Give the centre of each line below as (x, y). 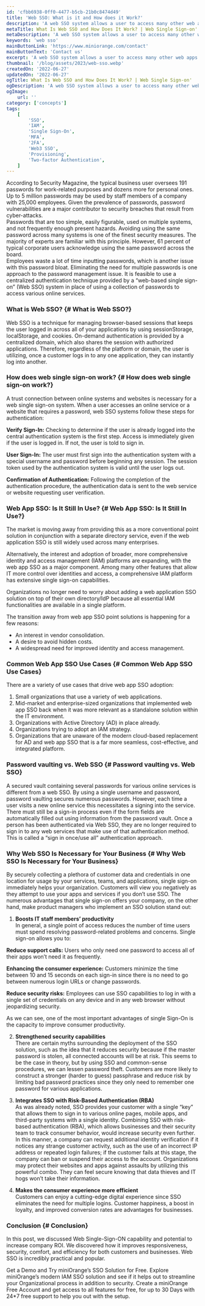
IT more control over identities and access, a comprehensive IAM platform (99, 574)
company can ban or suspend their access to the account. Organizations (106, 1159)
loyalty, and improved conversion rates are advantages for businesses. (104, 1210)
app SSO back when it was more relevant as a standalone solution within (106, 710)
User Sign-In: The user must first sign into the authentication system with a (101, 455)
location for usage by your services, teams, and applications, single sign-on (102, 881)
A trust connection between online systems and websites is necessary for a (101, 398)
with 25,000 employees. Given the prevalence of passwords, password (95, 202)
